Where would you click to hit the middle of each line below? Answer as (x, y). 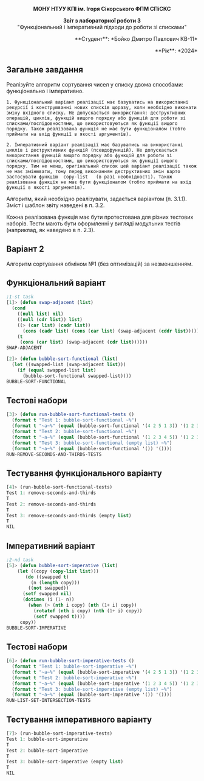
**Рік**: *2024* (176, 51)
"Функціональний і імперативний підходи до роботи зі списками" (102, 27)
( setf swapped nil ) (47, 594)
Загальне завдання (45, 70)
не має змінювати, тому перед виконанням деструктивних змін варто (93, 171)
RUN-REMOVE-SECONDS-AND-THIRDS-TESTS (54, 454)
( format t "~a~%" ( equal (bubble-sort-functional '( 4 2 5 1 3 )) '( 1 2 (103, 426)
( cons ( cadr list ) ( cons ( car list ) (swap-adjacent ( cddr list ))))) (111, 331)
